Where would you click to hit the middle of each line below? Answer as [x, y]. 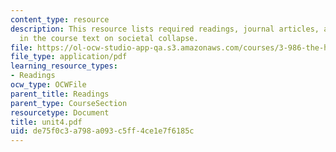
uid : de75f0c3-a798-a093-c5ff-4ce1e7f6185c [102, 131]
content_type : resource [60, 19]
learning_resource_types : [64, 66]
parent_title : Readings [60, 94]
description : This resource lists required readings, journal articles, [165, 29]
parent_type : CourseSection [69, 103]
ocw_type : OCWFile [48, 85]
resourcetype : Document [60, 112]
